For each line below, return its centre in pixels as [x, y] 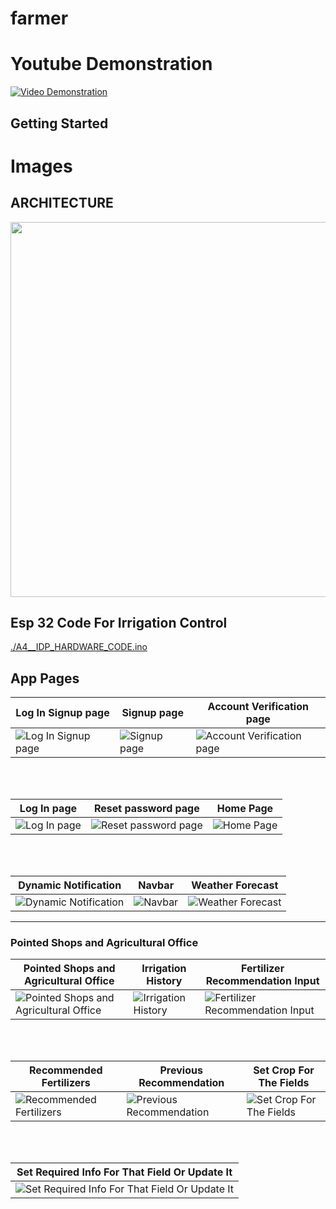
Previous [181, 1070]
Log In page [48, 809]
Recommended [66, 1070]
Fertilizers [66, 1083]
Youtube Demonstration [111, 64]
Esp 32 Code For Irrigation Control [119, 622]
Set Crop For [284, 1070]
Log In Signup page [62, 713]
